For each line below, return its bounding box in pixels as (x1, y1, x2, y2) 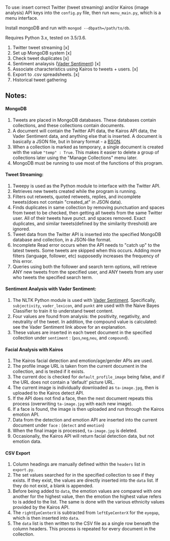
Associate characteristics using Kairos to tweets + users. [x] (12, 66, 138, 72)
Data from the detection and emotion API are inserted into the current (12, 417, 158, 423)
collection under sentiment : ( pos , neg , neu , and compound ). (12, 335, 130, 341)
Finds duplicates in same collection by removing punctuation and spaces (12, 204, 165, 210)
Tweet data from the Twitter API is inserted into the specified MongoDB (12, 231, 161, 237)
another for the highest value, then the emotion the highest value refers (12, 493, 162, 499)
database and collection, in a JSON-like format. (12, 237, 112, 243)
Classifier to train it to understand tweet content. (12, 308, 114, 314)
